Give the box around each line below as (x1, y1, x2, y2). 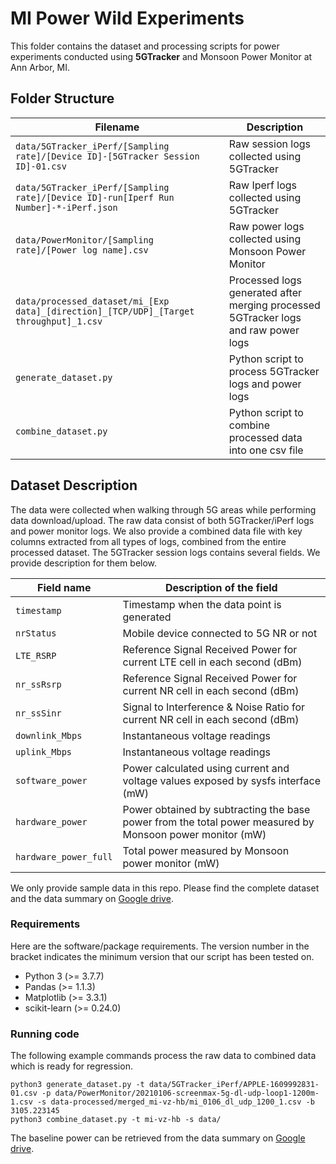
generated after (228, 285, 302, 299)
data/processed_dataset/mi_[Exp (15, 295, 170, 307)
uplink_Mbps (15, 746, 73, 757)
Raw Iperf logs (228, 178, 298, 192)
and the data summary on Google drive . (10, 892, 174, 904)
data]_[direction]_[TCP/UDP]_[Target (15, 305, 195, 317)
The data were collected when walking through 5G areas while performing (10, 503, 317, 516)
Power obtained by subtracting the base (122, 802, 311, 816)
